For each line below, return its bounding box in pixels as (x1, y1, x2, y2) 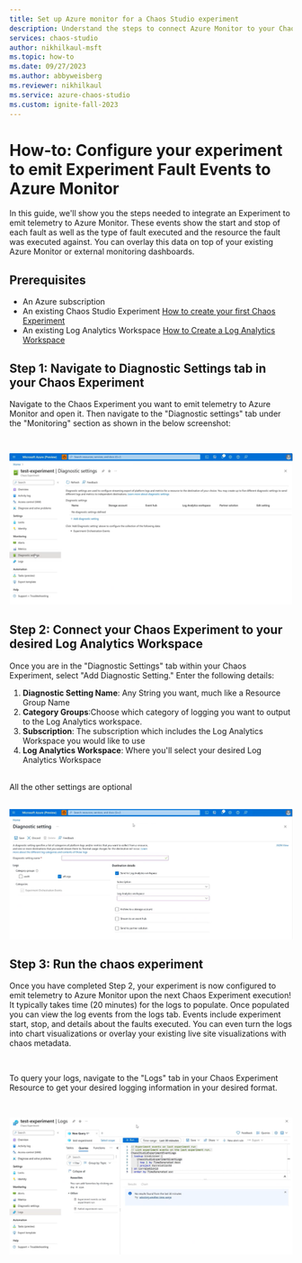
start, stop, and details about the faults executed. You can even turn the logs (9, 1019, 292, 1030)
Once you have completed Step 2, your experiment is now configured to (9, 980, 277, 991)
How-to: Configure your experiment (9, 140, 283, 160)
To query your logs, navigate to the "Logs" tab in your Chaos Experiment (9, 1073, 279, 1084)
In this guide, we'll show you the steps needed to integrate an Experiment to (9, 208, 290, 219)
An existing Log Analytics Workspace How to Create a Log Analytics (22, 325, 276, 336)
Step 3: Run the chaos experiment (9, 957, 204, 972)
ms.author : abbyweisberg (9, 72, 102, 81)
